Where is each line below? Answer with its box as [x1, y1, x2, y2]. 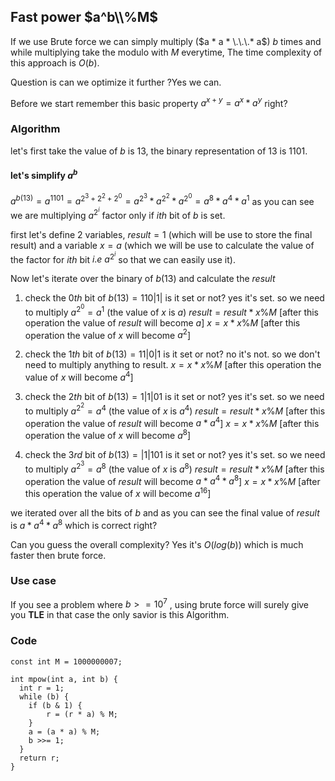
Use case [10, 574, 57, 588]
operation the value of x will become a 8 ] [24, 428, 192, 441]
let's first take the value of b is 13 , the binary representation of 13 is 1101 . [10, 145, 308, 157]
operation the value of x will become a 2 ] [24, 327, 192, 341]
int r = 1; [19, 683, 65, 693]
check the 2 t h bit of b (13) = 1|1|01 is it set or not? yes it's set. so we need [24, 391, 325, 403]
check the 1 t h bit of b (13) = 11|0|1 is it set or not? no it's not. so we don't [24, 348, 321, 360]
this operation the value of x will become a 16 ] [24, 486, 212, 499]
